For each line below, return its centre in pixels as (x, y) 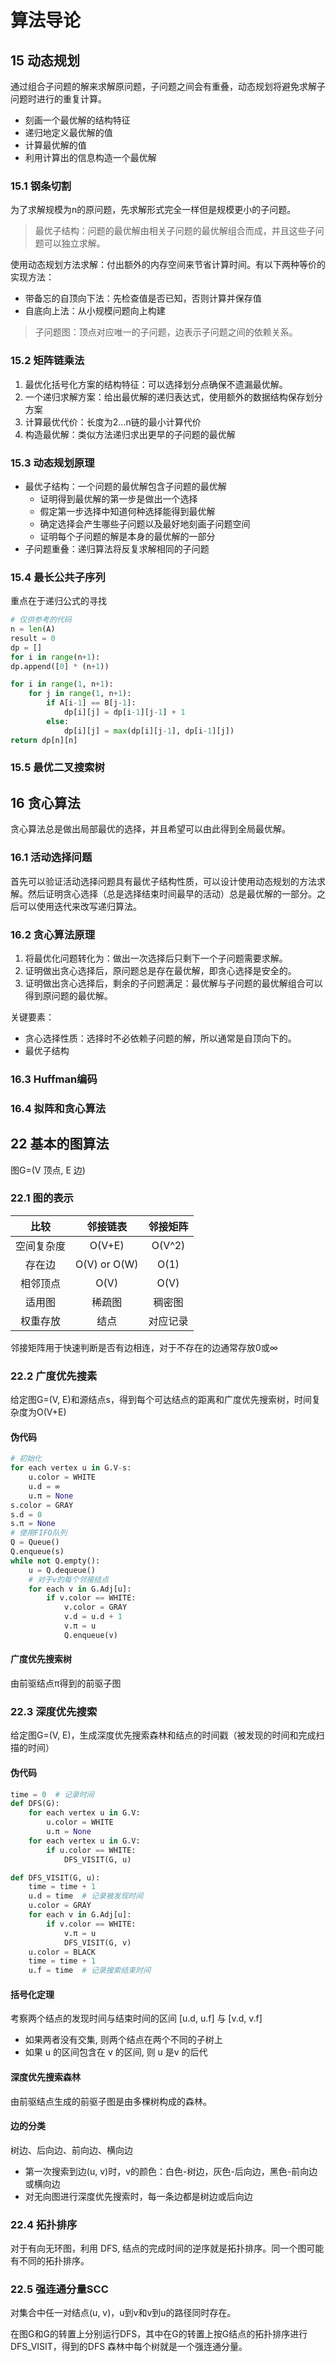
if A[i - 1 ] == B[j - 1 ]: (91, 703)
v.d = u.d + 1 (93, 1617)
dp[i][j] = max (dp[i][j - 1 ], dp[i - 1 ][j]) (149, 731)
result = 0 (33, 638)
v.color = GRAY (95, 1607)
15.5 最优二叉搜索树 (57, 768)
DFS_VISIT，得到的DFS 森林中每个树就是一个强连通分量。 (129, 2347)
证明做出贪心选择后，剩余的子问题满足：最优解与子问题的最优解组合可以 (173, 983)
